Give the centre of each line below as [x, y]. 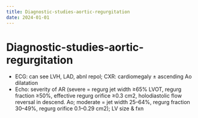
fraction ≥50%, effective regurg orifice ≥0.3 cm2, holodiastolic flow [98, 96]
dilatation [26, 83]
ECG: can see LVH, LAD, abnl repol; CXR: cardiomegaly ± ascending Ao [103, 76]
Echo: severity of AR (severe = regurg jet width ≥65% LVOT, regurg [98, 89]
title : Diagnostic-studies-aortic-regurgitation [68, 12]
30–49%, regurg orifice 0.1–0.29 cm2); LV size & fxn [79, 108]
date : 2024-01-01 [28, 17]
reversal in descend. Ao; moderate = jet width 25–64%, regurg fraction [102, 102]
